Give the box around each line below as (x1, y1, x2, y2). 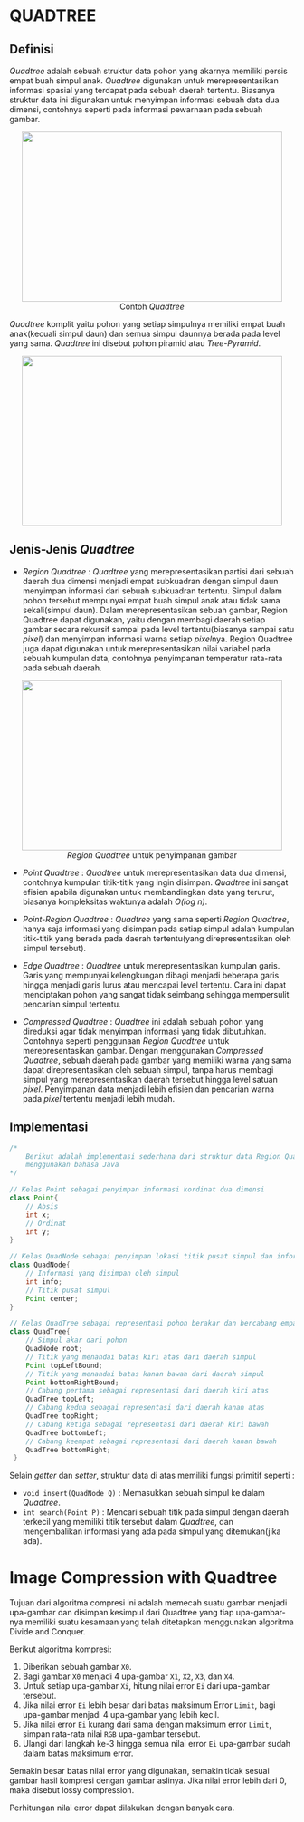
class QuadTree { (9, 1327, 71, 1336)
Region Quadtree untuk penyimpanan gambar (66, 849, 238, 861)
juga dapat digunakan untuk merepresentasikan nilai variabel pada (22, 642, 271, 653)
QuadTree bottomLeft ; (25, 1428, 107, 1437)
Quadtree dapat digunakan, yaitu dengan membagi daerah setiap (22, 613, 266, 625)
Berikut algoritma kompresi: (9, 1644, 112, 1654)
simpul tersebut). (22, 942, 87, 953)
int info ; (25, 1277, 63, 1287)
